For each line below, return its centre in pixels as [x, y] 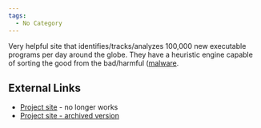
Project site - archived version [70, 116]
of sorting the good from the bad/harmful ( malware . [94, 63]
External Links [45, 88]
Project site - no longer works [69, 107]
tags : [17, 16]
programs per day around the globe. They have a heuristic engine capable [131, 54]
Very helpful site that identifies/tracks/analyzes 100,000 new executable [127, 46]
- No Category [39, 23]
